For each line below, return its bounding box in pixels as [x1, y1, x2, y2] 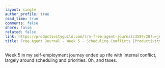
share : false [5, 25, 32, 30]
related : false [5, 30, 36, 34]
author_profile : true [5, 12, 50, 17]
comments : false [5, 20, 38, 26]
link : [5, 34, 16, 39]
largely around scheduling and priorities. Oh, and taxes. [5, 57, 117, 63]
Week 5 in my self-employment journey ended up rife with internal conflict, [5, 52, 157, 58]
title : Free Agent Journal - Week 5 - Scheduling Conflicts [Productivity [5, 39, 162, 44]
